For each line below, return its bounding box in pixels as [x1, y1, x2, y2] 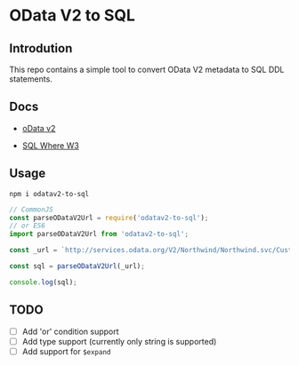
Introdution [9, 41, 73, 56]
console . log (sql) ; [9, 277, 77, 287]
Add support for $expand [21, 345, 111, 356]
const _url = [9, 246, 58, 255]
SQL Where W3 [21, 139, 80, 151]
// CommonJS [9, 205, 53, 214]
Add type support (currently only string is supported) [21, 336, 217, 346]
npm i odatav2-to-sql [9, 189, 90, 198]
